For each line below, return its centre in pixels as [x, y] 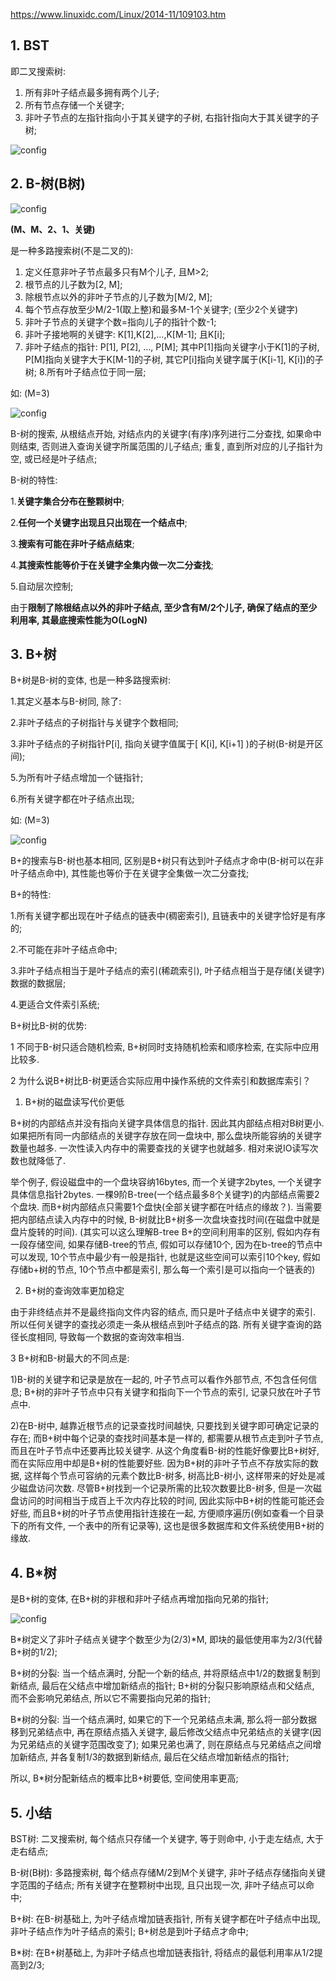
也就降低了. [42, 1161]
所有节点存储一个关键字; [74, 105]
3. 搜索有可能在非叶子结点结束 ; [72, 543]
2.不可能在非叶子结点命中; [64, 950]
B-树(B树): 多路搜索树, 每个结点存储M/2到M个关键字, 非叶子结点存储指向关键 [168, 1873]
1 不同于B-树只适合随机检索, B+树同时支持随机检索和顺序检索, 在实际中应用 [165, 1047]
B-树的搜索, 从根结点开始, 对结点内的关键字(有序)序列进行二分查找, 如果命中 [166, 433]
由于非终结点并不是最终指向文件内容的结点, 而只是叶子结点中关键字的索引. [163, 1312]
